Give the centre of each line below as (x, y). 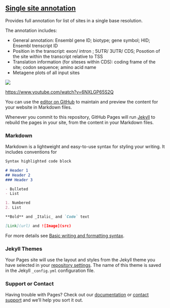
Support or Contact (30, 284)
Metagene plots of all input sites (46, 73)
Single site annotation (41, 8)
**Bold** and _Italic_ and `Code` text (47, 217)
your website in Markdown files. (39, 107)
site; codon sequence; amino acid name (54, 67)
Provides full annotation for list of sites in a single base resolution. (74, 20)
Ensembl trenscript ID (35, 46)
